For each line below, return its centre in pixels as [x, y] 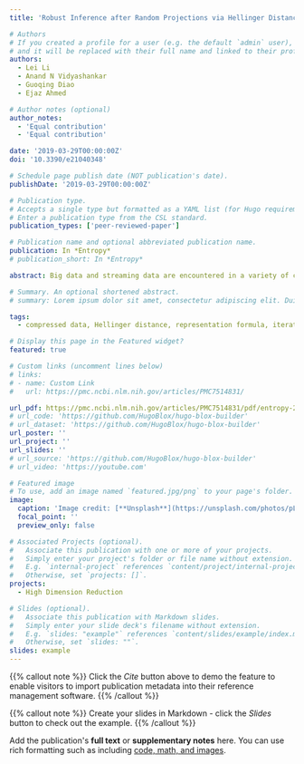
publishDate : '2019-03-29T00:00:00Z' [81, 184]
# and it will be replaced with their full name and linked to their [143, 51]
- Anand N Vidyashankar [62, 77]
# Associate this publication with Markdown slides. [115, 617]
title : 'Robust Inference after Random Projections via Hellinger [137, 18]
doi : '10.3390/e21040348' [58, 160]
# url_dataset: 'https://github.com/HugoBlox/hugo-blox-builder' [135, 425]
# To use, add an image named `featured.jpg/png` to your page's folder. [152, 492]
